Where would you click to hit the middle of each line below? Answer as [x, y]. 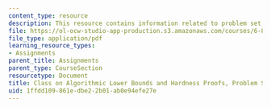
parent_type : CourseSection [56, 68]
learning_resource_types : [52, 46]
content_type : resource [48, 16]
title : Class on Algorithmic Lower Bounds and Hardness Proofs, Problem [133, 83]
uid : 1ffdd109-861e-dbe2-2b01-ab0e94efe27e [83, 91]
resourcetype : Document [48, 76]
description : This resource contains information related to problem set [135, 23]
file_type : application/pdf [56, 38]
